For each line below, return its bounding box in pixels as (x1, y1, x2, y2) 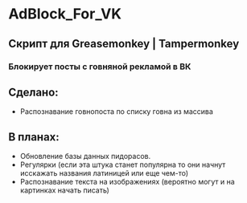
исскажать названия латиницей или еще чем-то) (19, 168, 189, 178)
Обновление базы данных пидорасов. (19, 152, 151, 161)
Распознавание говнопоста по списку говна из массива (19, 107, 213, 116)
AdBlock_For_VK (8, 5, 122, 23)
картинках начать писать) (19, 185, 110, 195)
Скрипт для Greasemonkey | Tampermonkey (8, 37, 240, 51)
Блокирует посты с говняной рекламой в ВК (8, 61, 191, 72)
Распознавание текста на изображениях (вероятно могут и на (19, 177, 235, 187)
